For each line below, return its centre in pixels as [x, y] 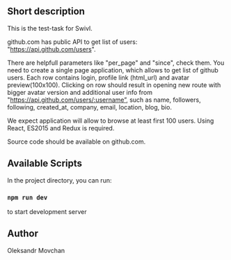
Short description [46, 12]
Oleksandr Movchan [36, 250]
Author [23, 234]
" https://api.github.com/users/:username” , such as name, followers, [104, 100]
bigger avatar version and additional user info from [80, 92]
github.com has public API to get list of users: [72, 42]
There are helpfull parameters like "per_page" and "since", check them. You [116, 63]
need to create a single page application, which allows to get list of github [113, 70]
